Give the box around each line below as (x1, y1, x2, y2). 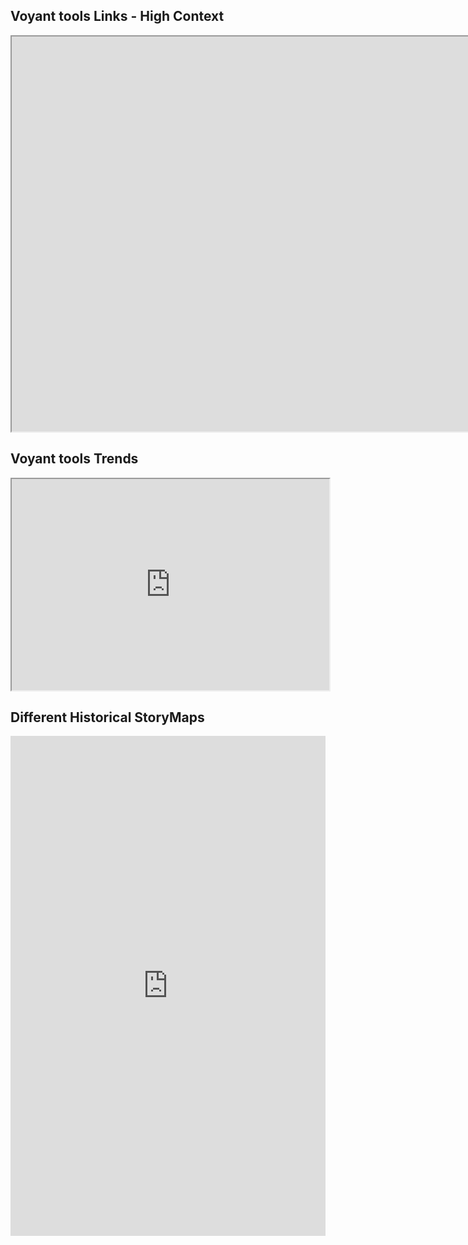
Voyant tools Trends (10, 450, 139, 468)
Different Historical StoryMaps (10, 709, 205, 726)
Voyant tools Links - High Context (10, 8, 225, 25)
